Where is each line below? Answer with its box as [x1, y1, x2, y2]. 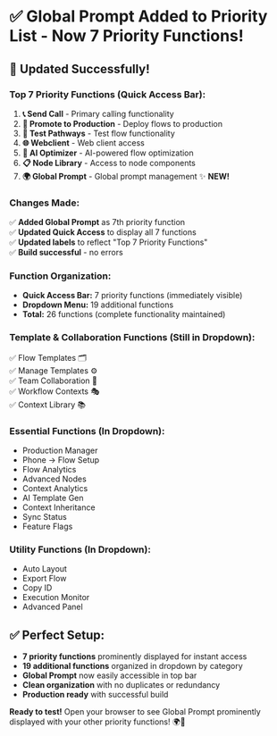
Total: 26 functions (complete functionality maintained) [21, 309, 226, 320]
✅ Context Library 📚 [9, 399, 87, 410]
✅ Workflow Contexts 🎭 [9, 386, 100, 397]
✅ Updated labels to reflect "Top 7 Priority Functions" [9, 237, 208, 247]
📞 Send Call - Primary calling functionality [21, 108, 174, 119]
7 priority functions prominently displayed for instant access [21, 651, 248, 662]
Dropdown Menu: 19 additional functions [21, 299, 174, 310]
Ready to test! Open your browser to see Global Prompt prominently [9, 707, 261, 717]
